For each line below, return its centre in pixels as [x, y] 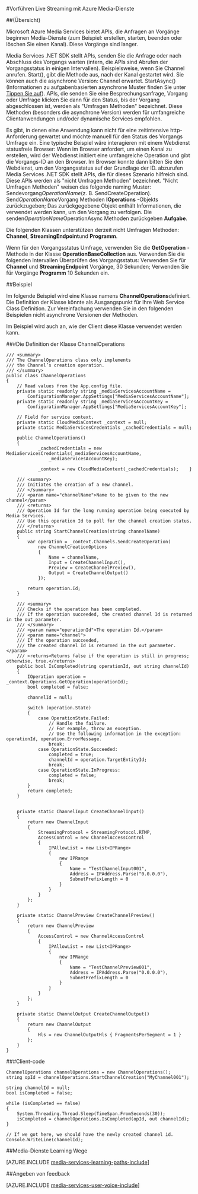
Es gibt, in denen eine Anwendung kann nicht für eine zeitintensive [87, 130]
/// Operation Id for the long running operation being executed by [103, 511]
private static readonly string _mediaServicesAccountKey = [92, 402]
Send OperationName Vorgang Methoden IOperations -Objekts [82, 199]
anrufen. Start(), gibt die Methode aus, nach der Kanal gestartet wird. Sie [95, 74]
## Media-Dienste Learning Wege [47, 1151]
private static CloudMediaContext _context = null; [82, 422]
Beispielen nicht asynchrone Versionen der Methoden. [73, 315]
